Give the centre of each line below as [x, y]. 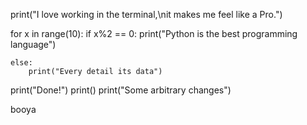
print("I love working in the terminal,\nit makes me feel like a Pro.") [146, 14]
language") [33, 44]
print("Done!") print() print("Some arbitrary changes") [121, 90]
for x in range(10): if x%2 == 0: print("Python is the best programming [154, 33]
